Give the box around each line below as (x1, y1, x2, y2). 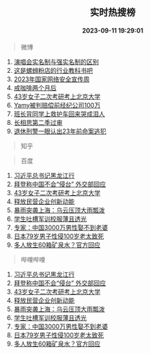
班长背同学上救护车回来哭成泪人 (13, 110, 105, 118)
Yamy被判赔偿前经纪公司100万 (13, 101, 101, 109)
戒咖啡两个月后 (13, 83, 57, 92)
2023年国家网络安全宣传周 (13, 75, 90, 83)
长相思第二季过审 (13, 118, 63, 126)
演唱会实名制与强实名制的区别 (13, 58, 99, 66)
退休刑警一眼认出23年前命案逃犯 (13, 127, 106, 135)
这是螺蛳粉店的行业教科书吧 (13, 66, 93, 74)
